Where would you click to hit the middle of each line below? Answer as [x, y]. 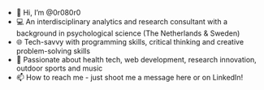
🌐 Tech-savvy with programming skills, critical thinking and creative [130, 42]
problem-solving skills [53, 51]
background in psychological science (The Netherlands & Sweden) [128, 33]
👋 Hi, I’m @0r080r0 [48, 13]
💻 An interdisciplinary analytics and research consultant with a [121, 21]
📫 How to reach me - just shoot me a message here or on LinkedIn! [130, 77]
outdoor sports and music [59, 68]
